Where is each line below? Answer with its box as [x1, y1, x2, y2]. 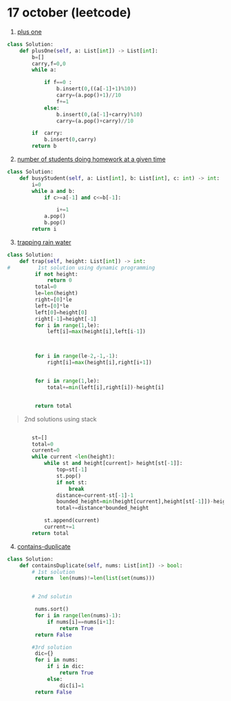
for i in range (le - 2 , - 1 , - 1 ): [34, 353, 118, 359]
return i [32, 226, 57, 233]
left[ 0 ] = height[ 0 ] [34, 308, 88, 316]
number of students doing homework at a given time [16, 155, 166, 163]
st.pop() [56, 472, 81, 479]
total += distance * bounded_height [56, 505, 149, 512]
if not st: [56, 479, 88, 486]
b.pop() [43, 219, 67, 227]
